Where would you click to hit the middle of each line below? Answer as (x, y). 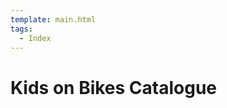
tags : (21, 29)
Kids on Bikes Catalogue (114, 87)
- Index (35, 38)
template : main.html (53, 19)
